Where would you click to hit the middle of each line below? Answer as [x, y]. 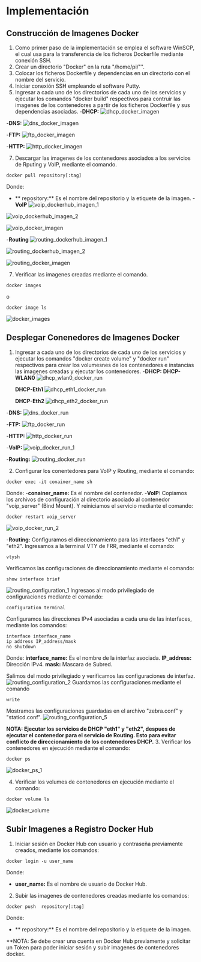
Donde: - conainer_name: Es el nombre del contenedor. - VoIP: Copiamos [97, 493]
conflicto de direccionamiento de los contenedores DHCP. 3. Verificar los [99, 741]
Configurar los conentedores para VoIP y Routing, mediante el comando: [104, 470]
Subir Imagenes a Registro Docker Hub [80, 830]
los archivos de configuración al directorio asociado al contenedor [88, 499]
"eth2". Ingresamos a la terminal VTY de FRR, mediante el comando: [91, 546]
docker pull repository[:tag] [44, 175]
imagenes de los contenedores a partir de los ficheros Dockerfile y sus [102, 105]
